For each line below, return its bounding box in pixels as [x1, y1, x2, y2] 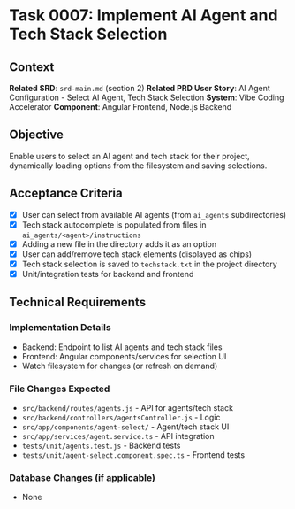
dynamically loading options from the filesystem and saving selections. [9, 160, 268, 171]
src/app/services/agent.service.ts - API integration [21, 430, 215, 441]
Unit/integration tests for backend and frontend [21, 268, 194, 279]
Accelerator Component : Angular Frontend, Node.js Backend [9, 102, 232, 112]
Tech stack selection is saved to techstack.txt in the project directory [21, 258, 278, 269]
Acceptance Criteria [9, 186, 123, 201]
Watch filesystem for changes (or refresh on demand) [21, 360, 218, 371]
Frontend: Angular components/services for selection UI [21, 351, 227, 361]
